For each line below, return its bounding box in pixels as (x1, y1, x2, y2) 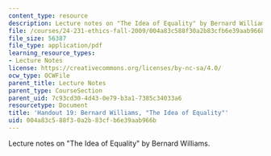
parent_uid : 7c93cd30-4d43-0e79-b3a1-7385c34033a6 (8, 94, 182, 102)
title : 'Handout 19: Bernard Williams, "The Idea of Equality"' (8, 109, 229, 117)
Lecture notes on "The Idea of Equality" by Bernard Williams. (8, 138, 211, 148)
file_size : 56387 (8, 34, 67, 43)
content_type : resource (8, 11, 89, 20)
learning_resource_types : (8, 49, 95, 57)
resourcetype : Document (8, 101, 89, 109)
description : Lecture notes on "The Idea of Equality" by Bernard (8, 19, 236, 27)
